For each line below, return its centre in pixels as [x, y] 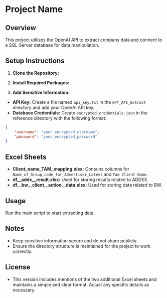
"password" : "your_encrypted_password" [56, 136]
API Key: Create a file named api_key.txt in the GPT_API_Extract [79, 102]
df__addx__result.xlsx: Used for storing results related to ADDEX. [80, 180]
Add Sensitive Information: [41, 92]
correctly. [22, 251]
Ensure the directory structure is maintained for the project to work [81, 246]
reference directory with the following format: [59, 118]
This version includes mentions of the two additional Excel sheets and [85, 279]
